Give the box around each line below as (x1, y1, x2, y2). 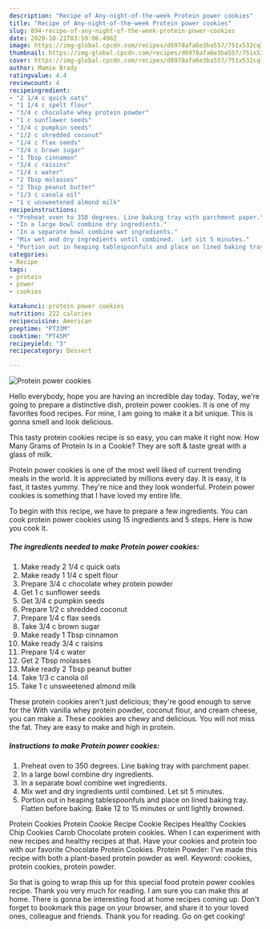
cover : (9, 57, 31, 65)
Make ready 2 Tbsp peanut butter (20, 664, 132, 674)
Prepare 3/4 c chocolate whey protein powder (20, 579, 173, 589)
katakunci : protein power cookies (9, 302, 125, 310)
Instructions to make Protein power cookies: (9, 740, 160, 750)
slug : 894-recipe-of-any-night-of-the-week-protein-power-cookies (9, 26, 236, 34)
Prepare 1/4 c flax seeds (20, 613, 101, 623)
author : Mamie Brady (9, 64, 79, 72)
